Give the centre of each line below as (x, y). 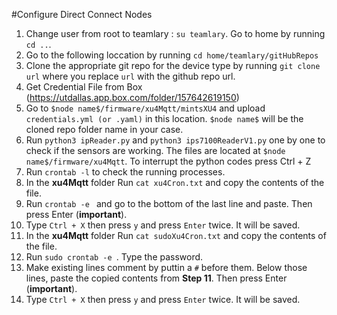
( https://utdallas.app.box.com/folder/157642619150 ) (132, 97)
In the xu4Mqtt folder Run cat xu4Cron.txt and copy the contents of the (175, 182)
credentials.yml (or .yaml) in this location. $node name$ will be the (164, 118)
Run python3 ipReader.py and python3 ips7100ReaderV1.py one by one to (175, 140)
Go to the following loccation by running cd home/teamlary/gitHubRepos (172, 55)
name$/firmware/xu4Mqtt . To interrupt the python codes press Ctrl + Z (168, 161)
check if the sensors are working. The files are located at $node (155, 150)
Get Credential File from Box (84, 87)
